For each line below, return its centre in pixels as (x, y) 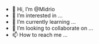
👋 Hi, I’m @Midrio (33, 9)
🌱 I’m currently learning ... (44, 22)
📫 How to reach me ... (40, 35)
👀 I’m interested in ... (37, 15)
